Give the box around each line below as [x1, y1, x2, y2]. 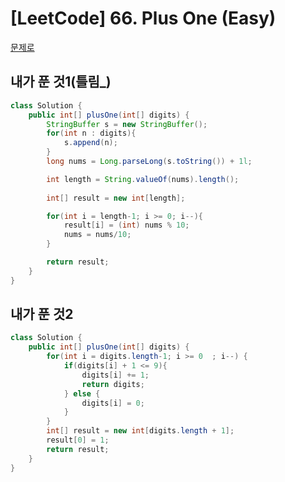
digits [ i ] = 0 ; [81, 398, 145, 408]
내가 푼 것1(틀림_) [10, 73, 112, 91]
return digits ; [81, 379, 145, 389]
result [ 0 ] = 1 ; [46, 435, 110, 446]
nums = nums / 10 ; [63, 230, 132, 240]
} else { [63, 388, 101, 399]
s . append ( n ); [63, 138, 118, 148]
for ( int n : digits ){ [46, 128, 137, 139]
